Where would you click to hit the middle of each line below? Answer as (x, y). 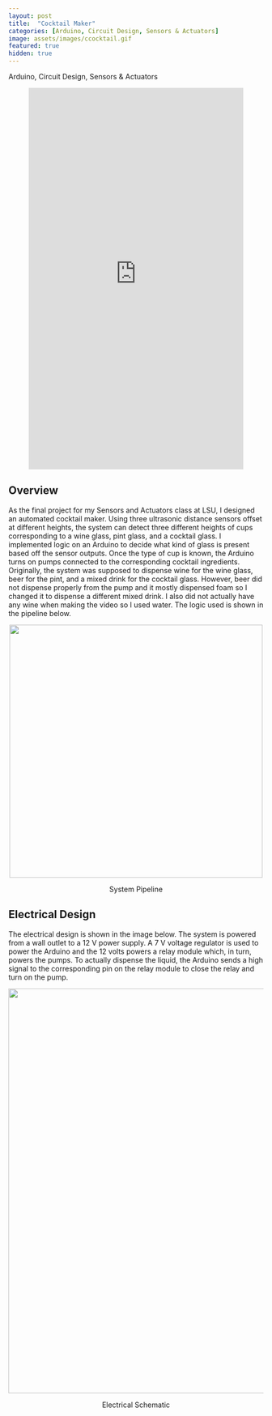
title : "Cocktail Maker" (52, 23)
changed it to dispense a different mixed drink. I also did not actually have (132, 596)
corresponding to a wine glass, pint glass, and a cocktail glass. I (115, 536)
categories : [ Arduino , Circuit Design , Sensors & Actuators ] (114, 31)
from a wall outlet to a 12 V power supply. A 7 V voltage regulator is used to (134, 942)
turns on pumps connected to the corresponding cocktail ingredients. (124, 561)
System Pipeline (136, 889)
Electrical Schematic (136, 1405)
